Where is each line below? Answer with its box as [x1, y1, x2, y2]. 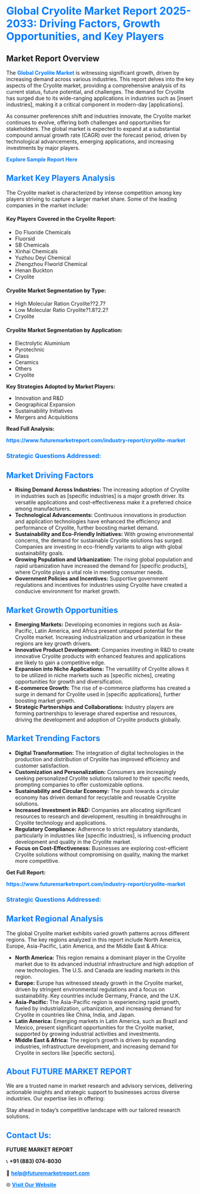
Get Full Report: [6, 868, 46, 876]
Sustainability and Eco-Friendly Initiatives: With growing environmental [14, 531, 194, 538]
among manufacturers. [14, 505, 72, 512]
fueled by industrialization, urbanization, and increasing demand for [14, 1005, 182, 1012]
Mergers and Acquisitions [14, 414, 79, 421]
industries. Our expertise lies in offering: [6, 1095, 105, 1102]
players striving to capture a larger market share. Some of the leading [6, 195, 177, 203]
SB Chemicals [14, 241, 50, 249]
